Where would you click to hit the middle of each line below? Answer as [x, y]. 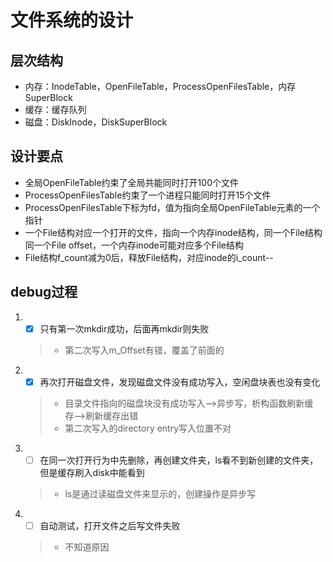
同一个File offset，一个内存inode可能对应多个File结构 [134, 245]
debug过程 [44, 292]
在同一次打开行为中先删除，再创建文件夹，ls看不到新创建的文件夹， [179, 460]
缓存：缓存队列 [55, 109]
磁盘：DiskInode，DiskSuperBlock [96, 122]
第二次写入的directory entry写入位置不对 [148, 428]
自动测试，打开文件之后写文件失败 [110, 525]
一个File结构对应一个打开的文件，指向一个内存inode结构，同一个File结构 [173, 232]
